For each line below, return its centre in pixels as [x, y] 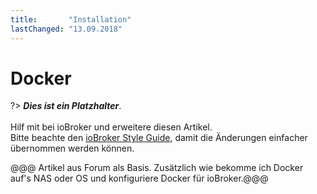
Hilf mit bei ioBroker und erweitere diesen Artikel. [111, 127]
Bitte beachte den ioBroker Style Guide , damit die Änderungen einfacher [159, 138]
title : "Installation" [71, 19]
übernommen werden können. [72, 148]
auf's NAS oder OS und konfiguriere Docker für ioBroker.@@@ [139, 178]
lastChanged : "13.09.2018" [66, 29]
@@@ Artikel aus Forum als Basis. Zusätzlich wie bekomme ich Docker [157, 168]
